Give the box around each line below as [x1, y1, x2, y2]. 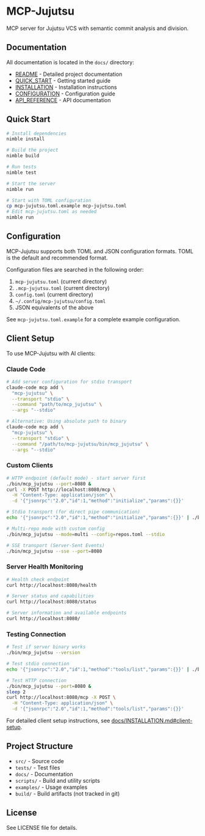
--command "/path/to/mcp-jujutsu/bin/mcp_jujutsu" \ [12, 441, 149, 447]
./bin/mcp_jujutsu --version [6, 650, 81, 656]
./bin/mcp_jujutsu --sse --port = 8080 [6, 548, 103, 554]
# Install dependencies [6, 130, 67, 136]
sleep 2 [6, 689, 26, 695]
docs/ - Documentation [15, 770, 73, 778]
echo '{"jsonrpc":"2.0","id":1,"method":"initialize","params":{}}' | [6, 515, 190, 521]
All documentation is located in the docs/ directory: [6, 58, 134, 65]
